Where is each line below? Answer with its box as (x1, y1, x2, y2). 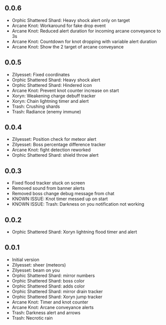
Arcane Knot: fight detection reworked (11, 147, 91, 153)
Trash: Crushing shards (11, 103, 60, 109)
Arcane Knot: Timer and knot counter (11, 299, 88, 305)
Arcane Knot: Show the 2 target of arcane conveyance (11, 43, 124, 49)
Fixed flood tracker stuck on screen (11, 180, 85, 186)
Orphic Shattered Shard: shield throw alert (11, 152, 99, 158)
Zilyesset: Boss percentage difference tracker (11, 142, 106, 148)
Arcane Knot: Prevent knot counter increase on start (11, 87, 119, 93)
